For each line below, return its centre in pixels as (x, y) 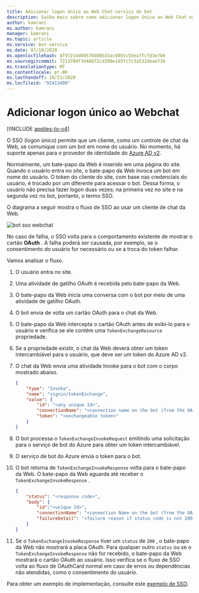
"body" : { (38, 502)
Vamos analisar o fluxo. (35, 260)
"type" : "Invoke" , (49, 388)
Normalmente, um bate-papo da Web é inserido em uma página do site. (94, 164)
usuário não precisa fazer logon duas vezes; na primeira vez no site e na (95, 189)
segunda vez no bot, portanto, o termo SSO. (60, 195)
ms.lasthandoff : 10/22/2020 (41, 78)
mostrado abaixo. (37, 372)
